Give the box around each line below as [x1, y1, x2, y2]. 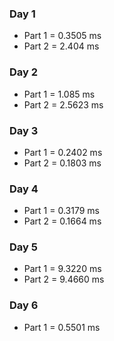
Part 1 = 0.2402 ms [23, 146, 103, 158]
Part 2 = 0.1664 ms [23, 215, 102, 227]
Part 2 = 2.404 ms [23, 40, 100, 52]
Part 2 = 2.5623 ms [23, 98, 104, 111]
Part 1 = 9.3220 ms [23, 263, 102, 275]
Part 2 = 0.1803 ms [23, 157, 102, 169]
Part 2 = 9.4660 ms [23, 273, 105, 286]
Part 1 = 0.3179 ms [23, 205, 100, 217]
